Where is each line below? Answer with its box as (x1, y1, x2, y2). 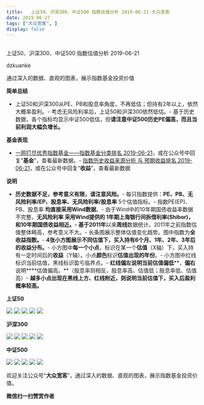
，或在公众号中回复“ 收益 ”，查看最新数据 (29, 164, 131, 172)
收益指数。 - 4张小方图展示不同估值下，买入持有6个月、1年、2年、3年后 (15, 236, 196, 243)
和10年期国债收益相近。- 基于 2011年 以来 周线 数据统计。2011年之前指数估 (15, 221, 197, 228)
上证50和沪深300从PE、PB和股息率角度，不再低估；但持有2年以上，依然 (15, 100, 199, 108)
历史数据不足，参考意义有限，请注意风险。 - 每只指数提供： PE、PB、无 (15, 190, 194, 197)
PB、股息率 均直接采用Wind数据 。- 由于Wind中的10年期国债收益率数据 (15, 205, 194, 213)
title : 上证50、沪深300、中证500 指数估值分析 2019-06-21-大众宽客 (6, 9, 170, 15)
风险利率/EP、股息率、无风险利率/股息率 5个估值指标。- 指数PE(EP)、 (15, 198, 191, 205)
